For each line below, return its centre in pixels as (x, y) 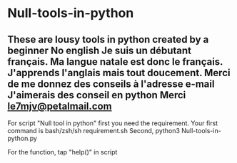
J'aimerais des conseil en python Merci (97, 95)
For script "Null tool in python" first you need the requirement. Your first (113, 123)
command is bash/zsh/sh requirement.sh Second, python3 (94, 131)
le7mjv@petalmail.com (60, 106)
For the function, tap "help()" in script (62, 152)
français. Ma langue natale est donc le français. (115, 62)
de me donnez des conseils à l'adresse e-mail (111, 84)
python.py (22, 138)
